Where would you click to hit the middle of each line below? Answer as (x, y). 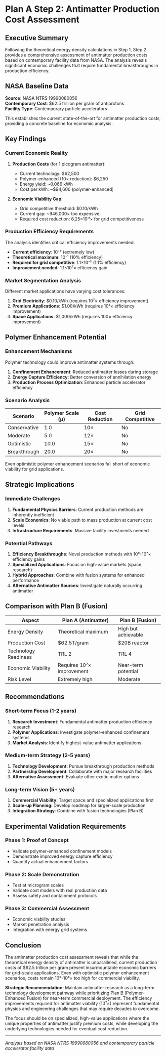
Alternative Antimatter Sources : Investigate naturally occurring (77, 586)
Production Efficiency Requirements (49, 232)
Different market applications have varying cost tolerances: (65, 291)
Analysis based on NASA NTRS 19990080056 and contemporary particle (80, 1043)
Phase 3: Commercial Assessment (47, 909)
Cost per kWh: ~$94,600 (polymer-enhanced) (66, 189)
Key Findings (26, 139)
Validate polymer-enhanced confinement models (62, 851)
